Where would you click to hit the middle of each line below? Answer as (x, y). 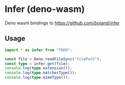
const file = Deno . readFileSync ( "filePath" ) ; (53, 59)
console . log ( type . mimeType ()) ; (37, 78)
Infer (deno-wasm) (45, 9)
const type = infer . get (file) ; (37, 64)
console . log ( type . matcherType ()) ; (41, 73)
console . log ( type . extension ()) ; (38, 68)
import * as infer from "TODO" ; (38, 50)
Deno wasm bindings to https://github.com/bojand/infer (62, 23)
